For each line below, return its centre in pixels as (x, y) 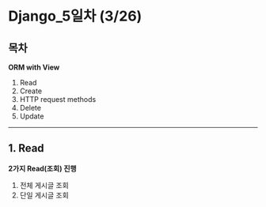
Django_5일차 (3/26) (75, 16)
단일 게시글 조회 (44, 195)
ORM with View (34, 67)
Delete (30, 108)
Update (32, 116)
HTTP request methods (58, 99)
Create (30, 91)
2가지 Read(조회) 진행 (42, 168)
